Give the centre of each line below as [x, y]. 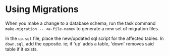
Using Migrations [42, 9]
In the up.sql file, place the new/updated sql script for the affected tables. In [84, 38]
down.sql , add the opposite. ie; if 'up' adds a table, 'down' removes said [79, 43]
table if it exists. [22, 49]
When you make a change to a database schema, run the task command [80, 23]
